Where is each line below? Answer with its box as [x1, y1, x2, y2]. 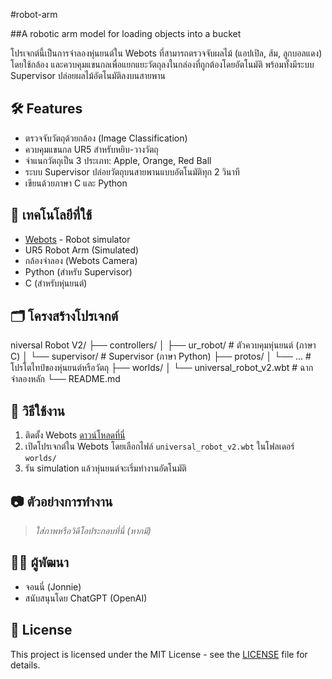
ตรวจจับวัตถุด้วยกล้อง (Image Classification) [24, 132, 188, 144]
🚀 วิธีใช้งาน [10, 402, 65, 419]
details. [10, 659, 41, 671]
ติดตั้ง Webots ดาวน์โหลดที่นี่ [24, 429, 126, 441]
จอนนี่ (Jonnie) [24, 580, 82, 593]
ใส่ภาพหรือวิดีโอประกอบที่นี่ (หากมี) [34, 525, 152, 537]
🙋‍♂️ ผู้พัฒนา [10, 554, 69, 571]
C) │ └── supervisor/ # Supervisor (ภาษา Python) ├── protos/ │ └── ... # [10, 350, 312, 363]
